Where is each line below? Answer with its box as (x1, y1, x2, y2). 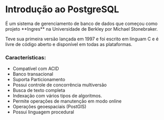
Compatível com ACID (12, 65, 60, 72)
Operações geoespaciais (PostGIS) (12, 104, 87, 110)
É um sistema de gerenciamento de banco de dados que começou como (5, 20, 158, 27)
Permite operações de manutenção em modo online (12, 98, 122, 104)
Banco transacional (12, 71, 53, 77)
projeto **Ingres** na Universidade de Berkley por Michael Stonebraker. (5, 26, 158, 32)
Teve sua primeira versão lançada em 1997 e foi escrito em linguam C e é (5, 36, 159, 42)
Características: (5, 54, 46, 61)
